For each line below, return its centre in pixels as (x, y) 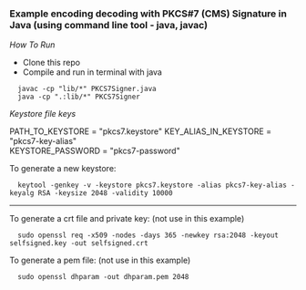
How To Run (32, 45)
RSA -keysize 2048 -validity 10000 (105, 193)
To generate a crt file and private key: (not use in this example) (127, 219)
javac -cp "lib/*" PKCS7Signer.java (87, 89)
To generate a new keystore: (63, 169)
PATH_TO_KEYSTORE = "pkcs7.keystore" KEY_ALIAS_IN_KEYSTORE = (140, 131)
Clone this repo (51, 63)
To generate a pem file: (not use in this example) (100, 260)
